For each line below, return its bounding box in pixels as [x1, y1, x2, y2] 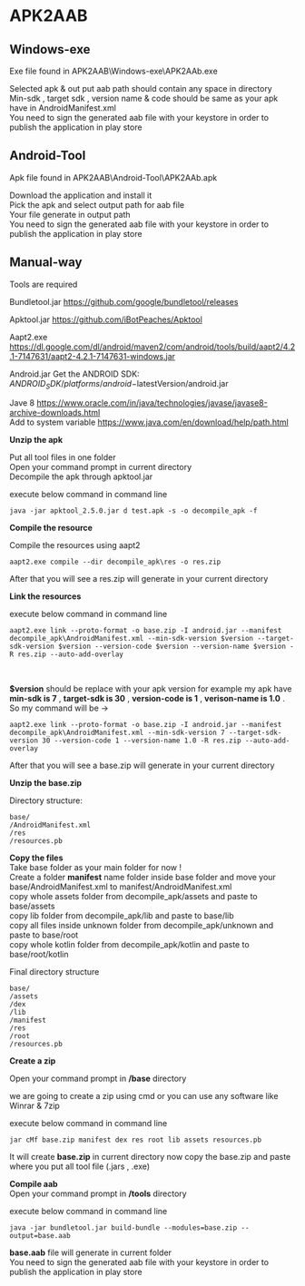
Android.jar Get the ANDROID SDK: [9, 368, 140, 379]
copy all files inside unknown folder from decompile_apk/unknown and [9, 920, 274, 931]
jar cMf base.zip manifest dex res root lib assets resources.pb [9, 1135, 261, 1144]
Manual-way [9, 255, 83, 270]
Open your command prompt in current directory [9, 462, 192, 473]
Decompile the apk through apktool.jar [9, 471, 153, 482]
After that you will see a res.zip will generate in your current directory [9, 574, 269, 584]
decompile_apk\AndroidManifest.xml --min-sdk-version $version [9, 634, 254, 643]
